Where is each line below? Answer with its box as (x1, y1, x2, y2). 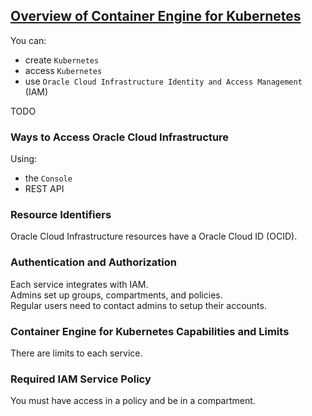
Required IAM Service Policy (10, 372, 152, 386)
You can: (10, 34, 47, 46)
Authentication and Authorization (10, 255, 177, 269)
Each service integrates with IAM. (10, 278, 149, 290)
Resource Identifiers (10, 208, 112, 222)
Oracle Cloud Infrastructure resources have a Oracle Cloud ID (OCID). (10, 230, 298, 243)
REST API (24, 183, 65, 195)
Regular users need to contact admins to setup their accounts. (10, 299, 267, 311)
